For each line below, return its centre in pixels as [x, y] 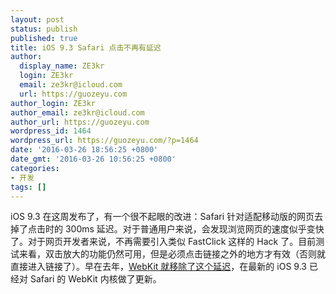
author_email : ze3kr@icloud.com [77, 112]
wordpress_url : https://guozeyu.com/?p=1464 [104, 141]
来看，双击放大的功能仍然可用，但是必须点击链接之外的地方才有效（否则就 [172, 254]
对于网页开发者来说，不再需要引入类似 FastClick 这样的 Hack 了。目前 [172, 242]
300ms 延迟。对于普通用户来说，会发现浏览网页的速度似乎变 [190, 229]
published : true [44, 38]
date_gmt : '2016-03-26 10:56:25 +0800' [93, 159]
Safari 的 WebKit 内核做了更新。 [95, 279]
